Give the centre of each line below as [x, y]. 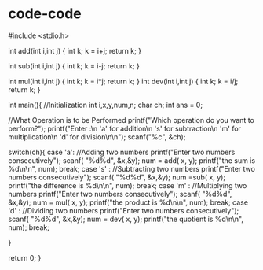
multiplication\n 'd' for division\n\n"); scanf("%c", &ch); [97, 137]
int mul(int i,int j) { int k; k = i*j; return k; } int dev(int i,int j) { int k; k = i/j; [123, 81]
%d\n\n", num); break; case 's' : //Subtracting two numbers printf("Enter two [131, 168]
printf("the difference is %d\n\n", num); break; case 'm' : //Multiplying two [128, 185]
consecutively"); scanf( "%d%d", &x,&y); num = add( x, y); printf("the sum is [132, 160]
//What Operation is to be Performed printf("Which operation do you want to [131, 120]
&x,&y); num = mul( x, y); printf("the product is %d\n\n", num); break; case [128, 202]
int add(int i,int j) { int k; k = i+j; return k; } [75, 50]
